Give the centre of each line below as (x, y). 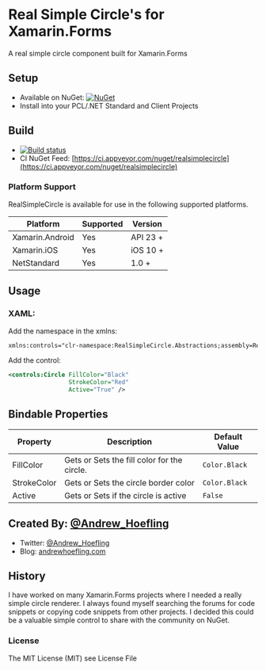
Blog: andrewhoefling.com (63, 551)
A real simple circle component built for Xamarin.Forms (98, 53)
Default (228, 436)
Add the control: (34, 360)
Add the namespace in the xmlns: (63, 331)
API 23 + (147, 237)
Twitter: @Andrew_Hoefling (65, 542)
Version (147, 223)
